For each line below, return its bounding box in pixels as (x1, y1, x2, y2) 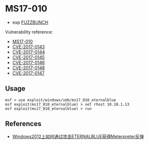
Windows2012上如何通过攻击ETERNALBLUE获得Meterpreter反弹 (12, 133, 144, 139)
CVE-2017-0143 (12, 44, 45, 49)
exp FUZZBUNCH (12, 19, 49, 25)
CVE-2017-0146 (12, 59, 45, 65)
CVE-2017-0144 (12, 49, 46, 55)
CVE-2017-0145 (12, 54, 45, 60)
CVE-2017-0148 (12, 65, 45, 71)
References (5, 120, 42, 128)
